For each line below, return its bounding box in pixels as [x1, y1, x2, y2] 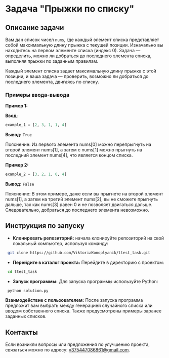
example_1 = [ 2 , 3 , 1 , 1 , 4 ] [5, 123, 67, 128]
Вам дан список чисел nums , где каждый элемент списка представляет [5, 36, 159, 43]
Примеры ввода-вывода [5, 91, 70, 98]
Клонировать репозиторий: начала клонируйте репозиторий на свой [12, 235, 164, 241]
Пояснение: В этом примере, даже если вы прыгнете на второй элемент [5, 191, 163, 197]
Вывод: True [5, 132, 32, 138]
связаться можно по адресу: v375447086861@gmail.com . [5, 347, 131, 353]
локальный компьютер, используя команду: [12, 240, 109, 246]
